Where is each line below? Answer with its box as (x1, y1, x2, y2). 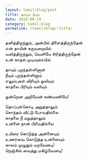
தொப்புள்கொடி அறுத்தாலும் (5, 104, 58, 110)
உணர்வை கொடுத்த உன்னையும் (5, 136, 65, 142)
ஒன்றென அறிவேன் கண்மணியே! (5, 94, 69, 100)
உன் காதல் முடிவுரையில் (5, 57, 51, 63)
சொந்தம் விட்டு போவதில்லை (5, 109, 59, 115)
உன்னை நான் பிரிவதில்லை (5, 121, 54, 127)
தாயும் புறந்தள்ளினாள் (5, 67, 45, 73)
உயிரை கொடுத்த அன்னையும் (5, 131, 59, 137)
